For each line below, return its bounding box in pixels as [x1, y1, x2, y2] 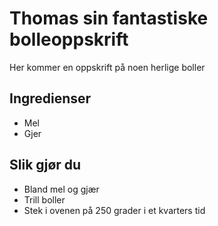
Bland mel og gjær [23, 183, 100, 195]
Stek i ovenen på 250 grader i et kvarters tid [23, 204, 206, 216]
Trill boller [23, 193, 66, 206]
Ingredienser [9, 90, 92, 107]
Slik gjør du [9, 157, 82, 174]
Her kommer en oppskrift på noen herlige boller [9, 61, 206, 73]
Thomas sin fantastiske [9, 7, 209, 30]
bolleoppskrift [9, 28, 129, 51]
